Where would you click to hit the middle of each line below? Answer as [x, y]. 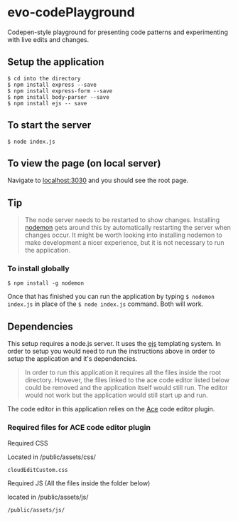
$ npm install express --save [52, 85]
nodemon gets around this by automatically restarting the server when [128, 228]
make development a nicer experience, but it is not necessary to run [124, 243]
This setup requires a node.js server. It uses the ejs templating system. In [114, 344]
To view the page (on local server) [84, 163]
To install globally [38, 269]
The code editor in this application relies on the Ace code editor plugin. [111, 409]
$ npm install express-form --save [60, 91]
